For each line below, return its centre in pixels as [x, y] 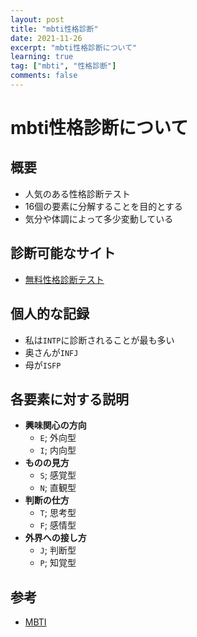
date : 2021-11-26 [46, 38]
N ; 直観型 [58, 488]
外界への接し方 [55, 538]
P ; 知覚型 [58, 563]
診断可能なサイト [63, 253]
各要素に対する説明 [69, 399]
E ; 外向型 [58, 438]
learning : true [42, 57]
